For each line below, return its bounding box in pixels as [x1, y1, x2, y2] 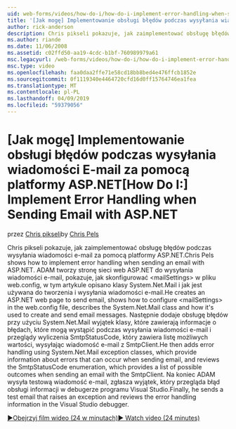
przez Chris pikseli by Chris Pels [7, 230, 100, 238]
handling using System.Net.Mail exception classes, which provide [7, 348, 197, 356]
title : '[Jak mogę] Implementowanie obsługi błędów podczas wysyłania [7, 17, 218, 24]
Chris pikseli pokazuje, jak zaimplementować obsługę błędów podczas [7, 243, 212, 251]
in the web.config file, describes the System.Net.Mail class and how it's [7, 303, 214, 311]
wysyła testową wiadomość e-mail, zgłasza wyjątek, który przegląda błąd [7, 377, 220, 386]
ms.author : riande [7, 37, 61, 44]
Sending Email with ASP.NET [7, 206, 178, 223]
